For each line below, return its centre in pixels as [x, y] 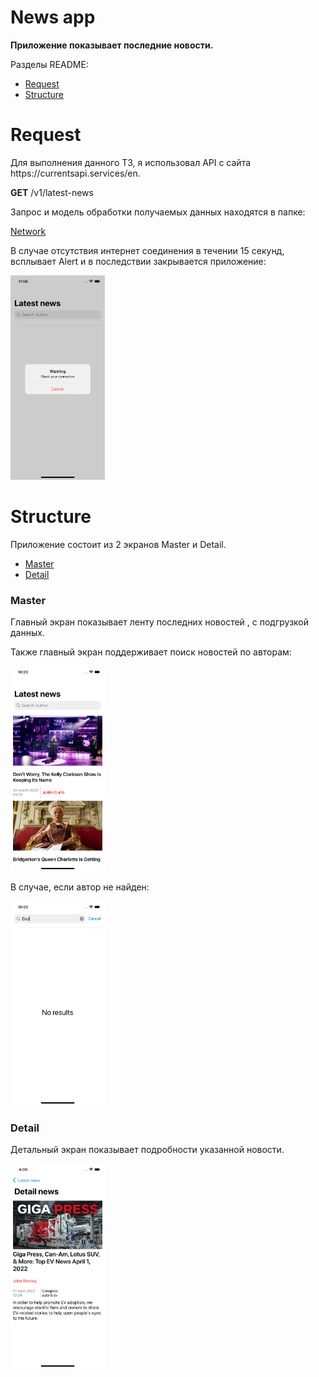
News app [53, 17]
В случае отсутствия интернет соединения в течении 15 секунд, [147, 250]
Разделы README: [49, 64]
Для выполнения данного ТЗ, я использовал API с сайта [131, 162]
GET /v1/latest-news [52, 192]
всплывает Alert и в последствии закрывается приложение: [138, 261]
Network [28, 231]
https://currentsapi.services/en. [75, 173]
